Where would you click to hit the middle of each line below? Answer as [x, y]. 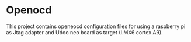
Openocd [29, 10]
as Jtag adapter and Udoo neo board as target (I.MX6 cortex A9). [85, 32]
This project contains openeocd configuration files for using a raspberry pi [96, 26]
